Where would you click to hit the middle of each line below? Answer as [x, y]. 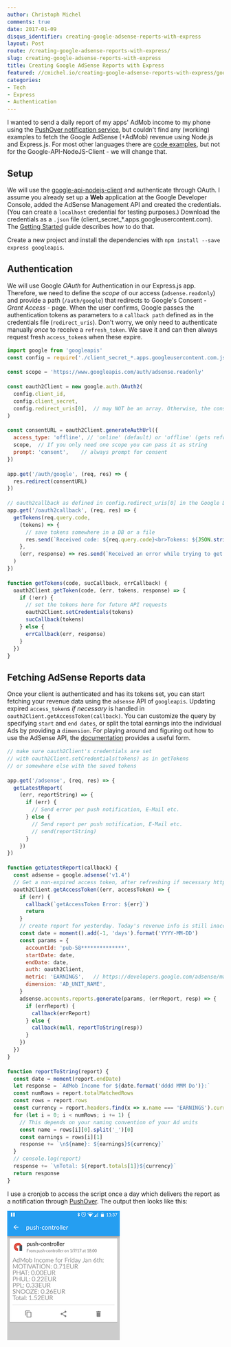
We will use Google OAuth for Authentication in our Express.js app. [101, 286]
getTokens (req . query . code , [52, 517]
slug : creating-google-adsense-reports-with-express [84, 59]
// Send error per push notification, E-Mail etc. [106, 810]
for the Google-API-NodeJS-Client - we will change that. [87, 152]
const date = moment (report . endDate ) [67, 1079]
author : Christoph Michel [44, 14]
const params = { [44, 940]
